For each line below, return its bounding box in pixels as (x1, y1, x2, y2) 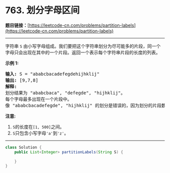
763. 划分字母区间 (5, 5, 80, 16)
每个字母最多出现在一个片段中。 (5, 96, 72, 102)
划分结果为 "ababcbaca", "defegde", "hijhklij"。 (5, 90, 125, 96)
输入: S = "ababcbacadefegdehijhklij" (5, 71, 100, 77)
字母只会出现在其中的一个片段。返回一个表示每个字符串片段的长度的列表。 (5, 49, 160, 55)
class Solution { (5, 145, 42, 150)
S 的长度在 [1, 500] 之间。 (12, 124, 65, 130)
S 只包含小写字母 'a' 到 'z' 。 (12, 130, 69, 136)
